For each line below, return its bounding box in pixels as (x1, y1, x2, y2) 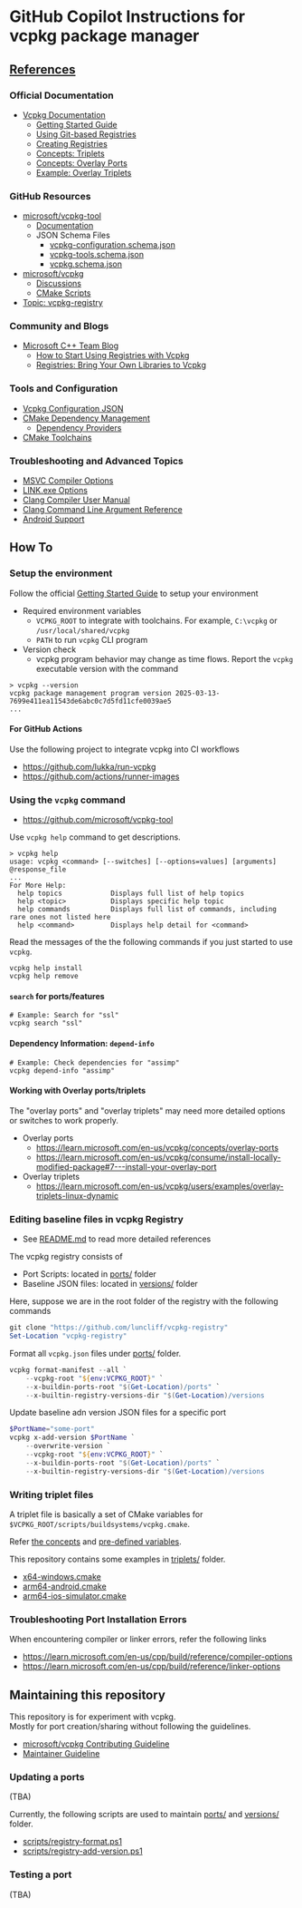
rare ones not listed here (9, 913, 111, 922)
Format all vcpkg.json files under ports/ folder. (9, 1348, 182, 1358)
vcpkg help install (9, 964, 83, 973)
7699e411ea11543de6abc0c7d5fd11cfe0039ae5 (9, 696, 172, 706)
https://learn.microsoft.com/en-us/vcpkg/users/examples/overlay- (35, 1181, 284, 1192)
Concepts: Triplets (35, 148, 106, 159)
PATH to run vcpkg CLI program (35, 634, 148, 645)
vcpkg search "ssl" (9, 1018, 83, 1028)
